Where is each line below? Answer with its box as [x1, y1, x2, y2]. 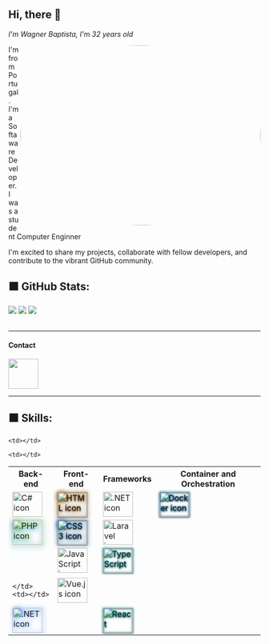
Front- [63, 468, 90, 479]
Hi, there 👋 [8, 8, 62, 22]
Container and [179, 468, 236, 479]
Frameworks [102, 473, 152, 484]
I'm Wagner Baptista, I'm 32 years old [8, 29, 134, 38]
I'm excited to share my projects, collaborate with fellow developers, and [8, 247, 248, 257]
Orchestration [181, 478, 235, 489]
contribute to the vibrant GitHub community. [8, 255, 154, 265]
